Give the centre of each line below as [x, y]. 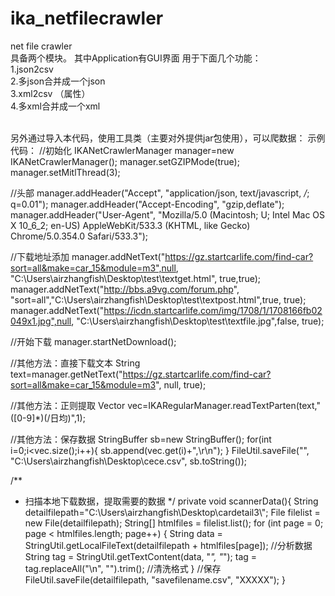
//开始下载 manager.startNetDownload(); [93, 341]
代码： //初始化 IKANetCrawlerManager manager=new [122, 150]
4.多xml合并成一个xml [55, 106]
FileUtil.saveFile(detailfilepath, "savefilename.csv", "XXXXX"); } [155, 579]
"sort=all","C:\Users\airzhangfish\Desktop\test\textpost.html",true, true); [158, 299]
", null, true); [181, 384]
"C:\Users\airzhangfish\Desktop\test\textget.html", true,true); [136, 278]
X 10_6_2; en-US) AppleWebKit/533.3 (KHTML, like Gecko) [130, 225]
